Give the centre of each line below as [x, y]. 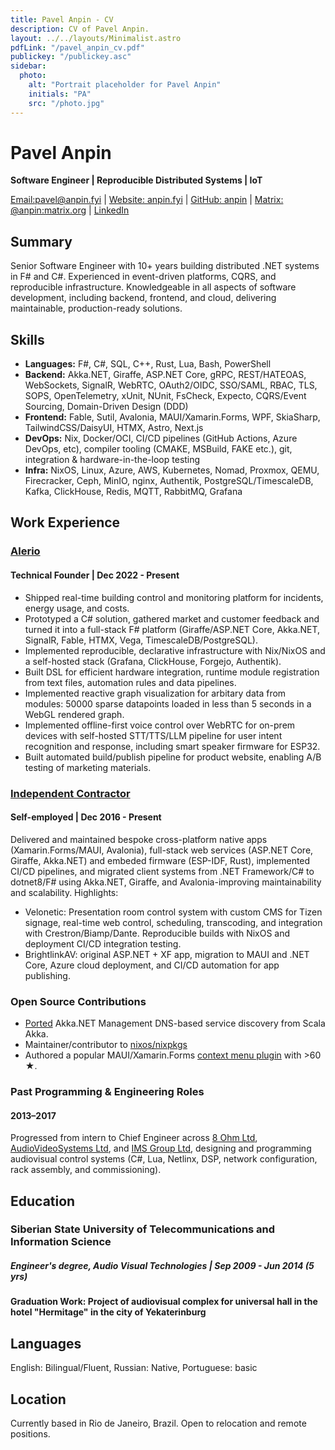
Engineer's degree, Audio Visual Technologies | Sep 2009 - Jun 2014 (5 [162, 1266]
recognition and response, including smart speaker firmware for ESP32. [172, 746]
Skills [27, 339]
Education [43, 1201]
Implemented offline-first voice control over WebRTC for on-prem [160, 725]
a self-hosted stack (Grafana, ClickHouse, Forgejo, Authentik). [153, 661]
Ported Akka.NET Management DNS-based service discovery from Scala [175, 1023]
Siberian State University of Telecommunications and [143, 1229]
